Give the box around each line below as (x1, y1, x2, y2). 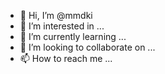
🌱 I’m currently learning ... (19, 31, 127, 42)
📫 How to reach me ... (19, 53, 113, 64)
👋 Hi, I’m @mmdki (19, 10, 93, 21)
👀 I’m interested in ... (19, 20, 105, 32)
